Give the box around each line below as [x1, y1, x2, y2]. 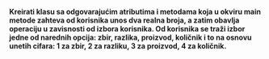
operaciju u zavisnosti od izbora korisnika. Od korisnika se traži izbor [9, 24, 246, 33]
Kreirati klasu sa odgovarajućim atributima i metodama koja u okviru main [9, 7, 262, 16]
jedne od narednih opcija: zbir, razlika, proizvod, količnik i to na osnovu [9, 32, 253, 42]
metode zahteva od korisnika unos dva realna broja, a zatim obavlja [9, 15, 240, 25]
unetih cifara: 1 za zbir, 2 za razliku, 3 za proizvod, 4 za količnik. [9, 41, 227, 51]
